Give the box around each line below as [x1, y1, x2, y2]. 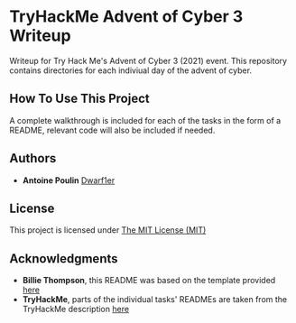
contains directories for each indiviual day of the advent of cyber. [9, 65, 253, 76]
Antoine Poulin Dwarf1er [22, 174, 116, 186]
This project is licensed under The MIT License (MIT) [9, 225, 207, 235]
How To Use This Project [9, 91, 151, 106]
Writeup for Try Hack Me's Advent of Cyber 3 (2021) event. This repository [9, 55, 287, 66]
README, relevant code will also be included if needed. [9, 125, 216, 135]
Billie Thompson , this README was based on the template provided [22, 275, 276, 286]
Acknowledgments [9, 251, 119, 266]
